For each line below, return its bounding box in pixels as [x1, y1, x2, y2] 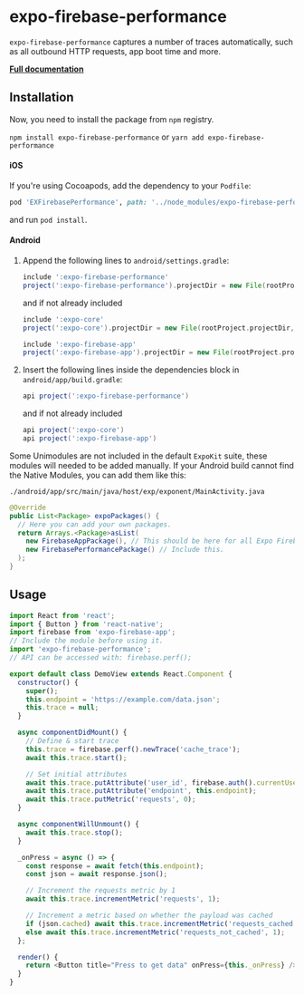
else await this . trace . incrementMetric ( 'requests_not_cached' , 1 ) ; [25, 927, 285, 937]
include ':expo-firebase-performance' [22, 273, 169, 282]
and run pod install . [9, 214, 88, 225]
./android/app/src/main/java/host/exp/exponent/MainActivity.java [9, 487, 265, 496]
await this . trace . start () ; [25, 753, 128, 762]
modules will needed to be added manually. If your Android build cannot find [9, 459, 294, 470]
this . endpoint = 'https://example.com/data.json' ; [25, 695, 221, 704]
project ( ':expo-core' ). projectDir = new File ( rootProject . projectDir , [22, 324, 295, 333]
